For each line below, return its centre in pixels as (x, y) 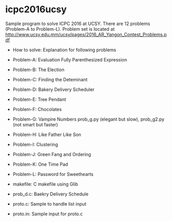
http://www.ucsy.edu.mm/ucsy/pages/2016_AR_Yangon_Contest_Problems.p (86, 34)
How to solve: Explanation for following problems (64, 50)
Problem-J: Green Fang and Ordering (52, 154)
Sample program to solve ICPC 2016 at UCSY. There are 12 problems (78, 24)
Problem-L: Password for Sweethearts (53, 174)
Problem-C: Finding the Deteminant (50, 79)
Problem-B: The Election (39, 70)
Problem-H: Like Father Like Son (47, 135)
